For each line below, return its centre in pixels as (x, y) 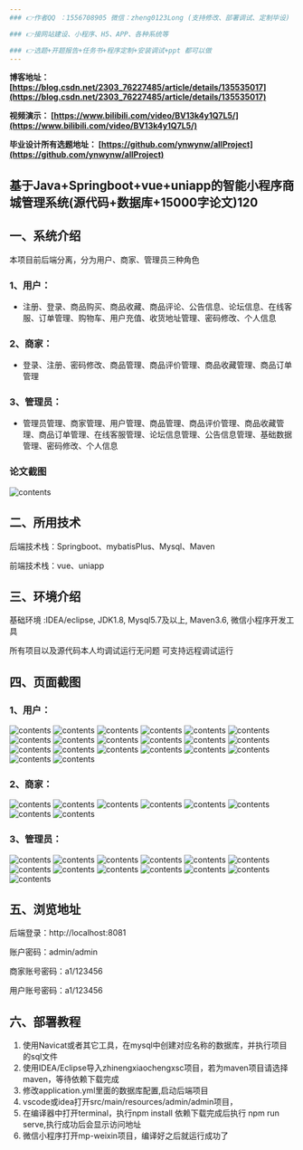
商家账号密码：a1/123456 (56, 971)
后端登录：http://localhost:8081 (68, 933)
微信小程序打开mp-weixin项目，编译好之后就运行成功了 (125, 1136)
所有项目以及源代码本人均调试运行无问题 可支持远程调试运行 (121, 651)
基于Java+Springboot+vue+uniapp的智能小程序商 (152, 185)
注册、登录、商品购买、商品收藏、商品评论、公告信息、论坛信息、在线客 (157, 306)
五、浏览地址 (45, 910)
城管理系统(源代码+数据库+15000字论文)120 (134, 202)
